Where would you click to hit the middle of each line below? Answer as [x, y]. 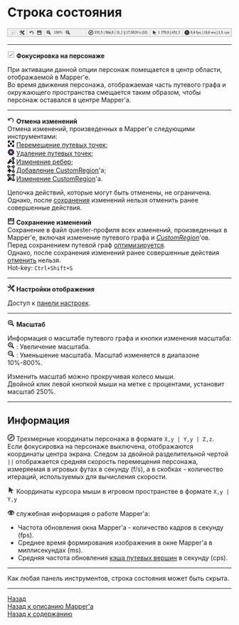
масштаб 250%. [32, 392]
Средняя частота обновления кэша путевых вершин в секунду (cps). [123, 557]
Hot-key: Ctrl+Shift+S [40, 268]
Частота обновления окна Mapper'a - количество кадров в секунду [121, 527]
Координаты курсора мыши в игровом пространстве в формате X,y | [123, 491]
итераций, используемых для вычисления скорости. [87, 476]
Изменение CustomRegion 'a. [59, 179]
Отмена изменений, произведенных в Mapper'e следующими [101, 129]
